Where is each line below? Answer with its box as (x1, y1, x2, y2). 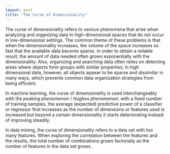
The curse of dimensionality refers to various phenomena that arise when (5, 26, 159, 32)
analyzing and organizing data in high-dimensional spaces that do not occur (5, 32, 164, 38)
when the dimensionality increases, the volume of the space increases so (5, 42, 159, 48)
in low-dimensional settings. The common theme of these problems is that (5, 37, 161, 43)
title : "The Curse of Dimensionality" (5, 12, 87, 17)
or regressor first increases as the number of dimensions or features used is (5, 106, 165, 112)
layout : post (5, 7, 33, 13)
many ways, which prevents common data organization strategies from (5, 75, 154, 81)
